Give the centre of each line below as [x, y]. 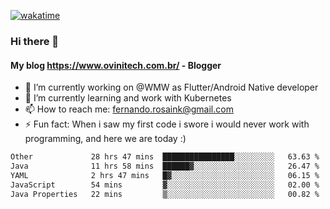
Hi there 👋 [35, 41]
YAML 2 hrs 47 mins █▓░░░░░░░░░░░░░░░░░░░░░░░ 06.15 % [165, 175]
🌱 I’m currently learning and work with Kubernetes [128, 98]
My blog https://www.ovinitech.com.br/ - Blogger [116, 65]
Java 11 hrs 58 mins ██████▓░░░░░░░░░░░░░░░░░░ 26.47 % [165, 166]
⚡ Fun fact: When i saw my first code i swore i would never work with [167, 124]
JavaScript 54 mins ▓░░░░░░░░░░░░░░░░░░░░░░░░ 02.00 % [165, 185]
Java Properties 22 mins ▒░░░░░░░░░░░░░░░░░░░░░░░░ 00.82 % [165, 194]
